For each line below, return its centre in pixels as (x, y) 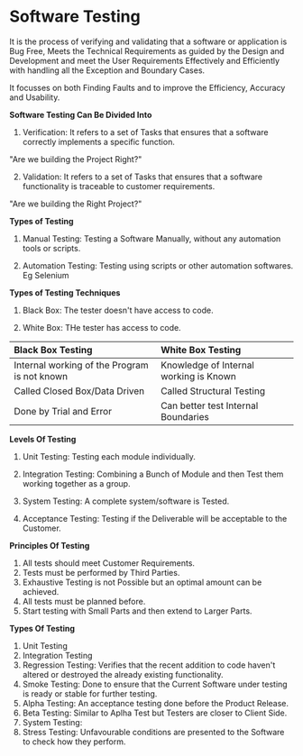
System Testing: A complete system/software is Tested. (126, 501)
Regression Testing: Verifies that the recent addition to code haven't (149, 665)
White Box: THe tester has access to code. (102, 327)
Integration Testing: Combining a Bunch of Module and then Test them (153, 474)
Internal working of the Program (81, 365)
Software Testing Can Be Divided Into (81, 114)
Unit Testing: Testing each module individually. (109, 456)
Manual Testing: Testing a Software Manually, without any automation (151, 238)
